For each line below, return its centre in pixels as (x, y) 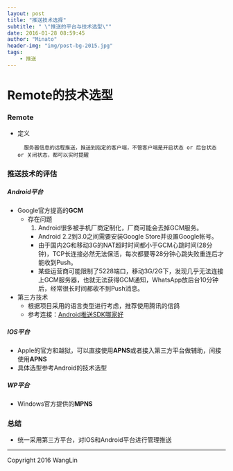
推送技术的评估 (32, 174)
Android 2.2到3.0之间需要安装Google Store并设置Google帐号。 (128, 237)
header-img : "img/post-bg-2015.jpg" (60, 46)
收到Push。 (61, 263)
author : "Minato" (32, 40)
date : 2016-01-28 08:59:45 (46, 33)
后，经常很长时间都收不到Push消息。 (91, 289)
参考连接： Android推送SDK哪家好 (75, 315)
